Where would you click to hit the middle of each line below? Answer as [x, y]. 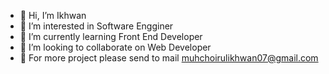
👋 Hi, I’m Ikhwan [53, 15]
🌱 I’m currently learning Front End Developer [111, 36]
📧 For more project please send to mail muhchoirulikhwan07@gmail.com [169, 58]
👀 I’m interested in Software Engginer [96, 26]
